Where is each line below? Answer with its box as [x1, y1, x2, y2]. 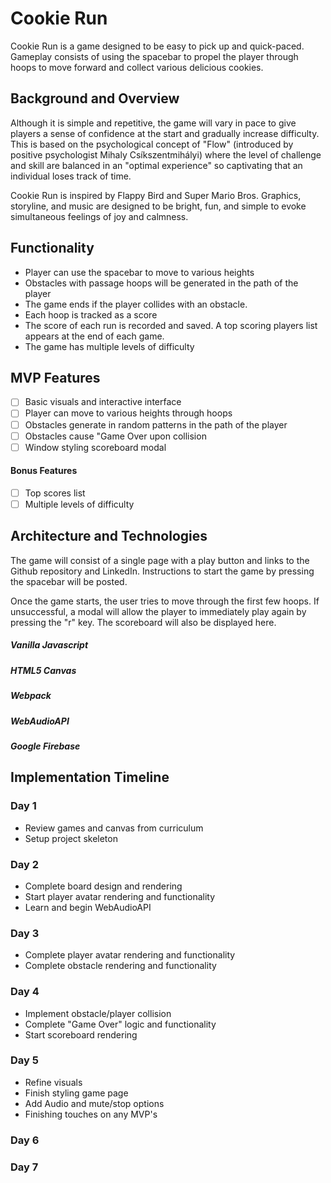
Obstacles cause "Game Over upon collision [24, 430, 207, 442]
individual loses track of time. [10, 170, 132, 182]
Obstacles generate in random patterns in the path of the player [24, 418, 288, 431]
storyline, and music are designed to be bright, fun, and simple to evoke [10, 200, 307, 212]
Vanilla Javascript [10, 639, 89, 651]
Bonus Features [10, 465, 78, 477]
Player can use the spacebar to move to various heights [24, 266, 255, 278]
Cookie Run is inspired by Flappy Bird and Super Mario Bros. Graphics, [10, 189, 302, 201]
